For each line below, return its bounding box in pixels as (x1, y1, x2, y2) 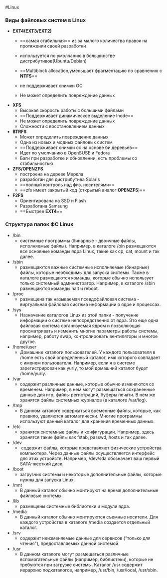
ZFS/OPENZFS (12, 166, 43, 172)
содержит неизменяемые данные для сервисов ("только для (19, 535, 151, 541)
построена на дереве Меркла (19, 171, 84, 177)
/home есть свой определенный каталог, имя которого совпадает (19, 354, 161, 360)
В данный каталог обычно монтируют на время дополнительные (19, 487, 159, 493)
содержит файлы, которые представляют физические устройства (21, 444, 162, 450)
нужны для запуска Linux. (19, 476, 75, 482)
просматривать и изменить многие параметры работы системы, (19, 327, 159, 334)
